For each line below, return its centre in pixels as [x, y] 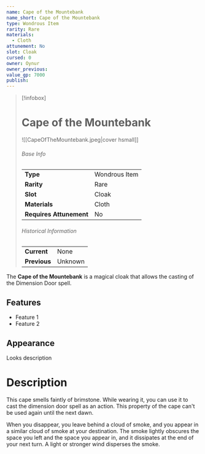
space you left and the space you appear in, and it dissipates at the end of [100, 438]
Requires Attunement [56, 214]
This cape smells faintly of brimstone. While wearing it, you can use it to [97, 400]
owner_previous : [27, 69]
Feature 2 [27, 324]
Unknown [71, 261]
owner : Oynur [23, 63]
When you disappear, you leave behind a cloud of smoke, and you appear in [102, 425]
